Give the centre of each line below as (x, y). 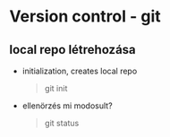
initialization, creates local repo (80, 71)
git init (56, 88)
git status (62, 123)
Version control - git (85, 17)
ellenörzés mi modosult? (68, 106)
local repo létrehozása (72, 50)
